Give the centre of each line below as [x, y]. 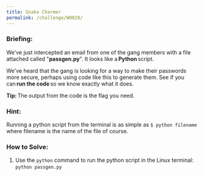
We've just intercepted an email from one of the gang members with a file [98, 52]
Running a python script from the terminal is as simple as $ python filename [101, 125]
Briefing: [20, 39]
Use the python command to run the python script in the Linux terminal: [104, 160]
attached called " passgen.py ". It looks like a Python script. [80, 59]
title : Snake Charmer [34, 12]
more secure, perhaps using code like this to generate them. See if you [95, 77]
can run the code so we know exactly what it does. [70, 84]
